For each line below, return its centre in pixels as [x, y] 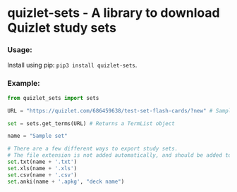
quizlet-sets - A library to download [114, 13]
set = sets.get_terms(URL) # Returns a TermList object [91, 123]
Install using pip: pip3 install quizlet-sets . [72, 65]
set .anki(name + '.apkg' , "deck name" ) [66, 181]
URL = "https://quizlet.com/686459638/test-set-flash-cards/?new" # [110, 110]
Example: [24, 84]
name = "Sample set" [38, 136]
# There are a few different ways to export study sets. [93, 149]
